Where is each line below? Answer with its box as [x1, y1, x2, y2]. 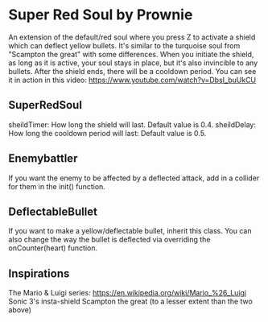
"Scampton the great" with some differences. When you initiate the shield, [8, 49, 254, 59]
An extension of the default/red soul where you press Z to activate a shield [8, 32, 256, 42]
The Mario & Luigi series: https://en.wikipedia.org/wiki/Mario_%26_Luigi [8, 288, 247, 298]
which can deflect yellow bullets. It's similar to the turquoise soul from [8, 40, 241, 50]
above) [8, 305, 32, 315]
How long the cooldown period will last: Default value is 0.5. [8, 128, 207, 138]
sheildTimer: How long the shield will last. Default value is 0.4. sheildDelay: [8, 119, 256, 130]
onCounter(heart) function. [8, 243, 98, 253]
